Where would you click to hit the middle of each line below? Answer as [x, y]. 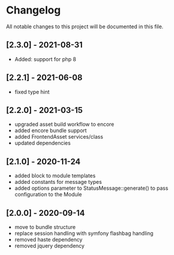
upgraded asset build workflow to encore [64, 125]
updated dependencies [42, 143]
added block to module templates [55, 176]
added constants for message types [58, 182]
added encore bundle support [50, 130]
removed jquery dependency [50, 246]
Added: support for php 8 [45, 59]
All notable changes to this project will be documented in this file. [85, 26]
